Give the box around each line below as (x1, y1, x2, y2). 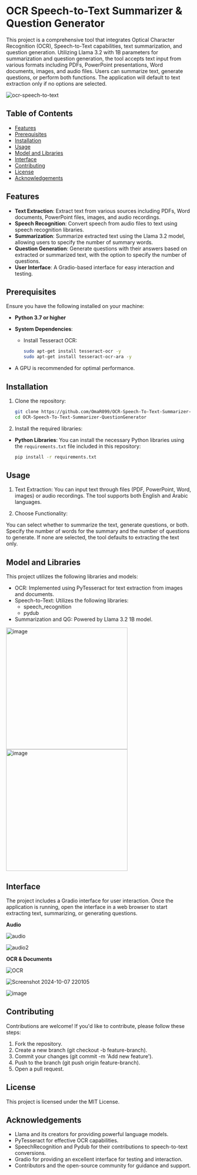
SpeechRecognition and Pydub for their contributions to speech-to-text (14, 1143, 188, 1150)
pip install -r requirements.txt (14, 454, 97, 460)
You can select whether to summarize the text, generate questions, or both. (6, 521, 189, 529)
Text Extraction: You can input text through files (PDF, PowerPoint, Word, (14, 486, 191, 493)
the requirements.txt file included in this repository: (14, 443, 141, 450)
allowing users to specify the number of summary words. (14, 238, 153, 246)
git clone (14, 408, 39, 414)
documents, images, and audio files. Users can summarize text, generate (6, 67, 183, 74)
